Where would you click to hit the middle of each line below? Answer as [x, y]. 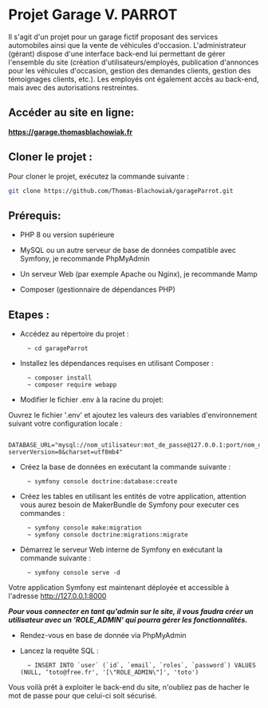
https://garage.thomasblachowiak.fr [71, 132]
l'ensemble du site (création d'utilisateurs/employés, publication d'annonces [134, 62]
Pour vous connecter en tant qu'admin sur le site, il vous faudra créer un [131, 612]
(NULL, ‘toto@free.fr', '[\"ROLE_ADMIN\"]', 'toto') [109, 673]
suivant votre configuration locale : [65, 423]
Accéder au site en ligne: [71, 113]
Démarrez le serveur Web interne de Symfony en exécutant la [121, 550]
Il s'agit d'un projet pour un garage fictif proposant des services [113, 37]
